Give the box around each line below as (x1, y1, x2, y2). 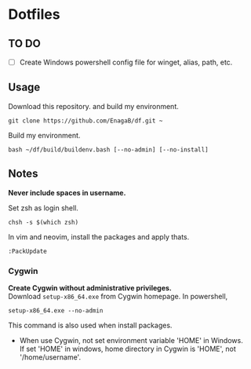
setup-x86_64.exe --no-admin (8, 306, 104, 315)
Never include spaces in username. (8, 188, 126, 197)
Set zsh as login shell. (8, 203, 78, 213)
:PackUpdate (8, 247, 47, 255)
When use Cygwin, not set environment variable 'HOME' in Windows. (19, 335, 243, 345)
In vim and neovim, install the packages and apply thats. (8, 232, 190, 241)
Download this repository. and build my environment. (8, 101, 179, 111)
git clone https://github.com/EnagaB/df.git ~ (8, 116, 163, 125)
